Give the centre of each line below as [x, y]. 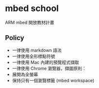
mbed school [32, 8]
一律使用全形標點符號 [33, 56]
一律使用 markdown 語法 [37, 50]
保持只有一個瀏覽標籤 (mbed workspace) [53, 80]
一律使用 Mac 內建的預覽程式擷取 [46, 62]
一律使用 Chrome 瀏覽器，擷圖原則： [49, 68]
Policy [15, 38]
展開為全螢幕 [25, 74]
